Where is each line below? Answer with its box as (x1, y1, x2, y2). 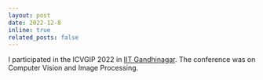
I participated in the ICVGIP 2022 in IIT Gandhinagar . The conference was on (8, 55, 256, 64)
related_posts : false (8, 33, 79, 42)
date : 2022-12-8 (8, 19, 61, 27)
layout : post (8, 11, 51, 20)
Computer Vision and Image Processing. (8, 64, 139, 73)
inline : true (8, 26, 51, 34)
